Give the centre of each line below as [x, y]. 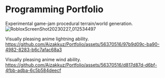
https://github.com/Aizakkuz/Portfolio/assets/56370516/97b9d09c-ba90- [82, 44]
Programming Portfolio [54, 9]
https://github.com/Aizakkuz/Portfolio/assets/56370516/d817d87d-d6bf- [81, 65]
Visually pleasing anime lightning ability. [47, 39]
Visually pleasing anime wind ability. [43, 59]
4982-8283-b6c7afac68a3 [34, 49]
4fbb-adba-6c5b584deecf [33, 70]
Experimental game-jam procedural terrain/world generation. [69, 23]
